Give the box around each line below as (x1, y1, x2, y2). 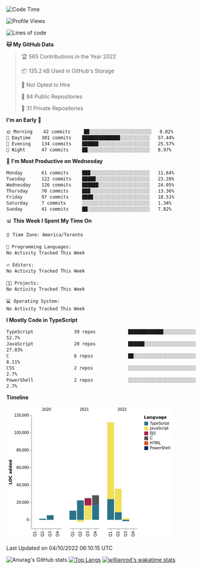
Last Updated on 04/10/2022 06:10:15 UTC (6, 544, 113, 551)
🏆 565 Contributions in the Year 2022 (21, 53, 117, 60)
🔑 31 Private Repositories (21, 104, 83, 112)
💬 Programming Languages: (6, 244, 71, 250)
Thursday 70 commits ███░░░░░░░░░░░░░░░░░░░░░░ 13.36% (6, 188, 174, 194)
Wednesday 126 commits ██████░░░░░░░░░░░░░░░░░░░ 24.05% (6, 182, 174, 188)
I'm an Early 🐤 (6, 117, 42, 123)
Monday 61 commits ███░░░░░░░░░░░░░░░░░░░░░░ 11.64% (6, 170, 174, 176)
